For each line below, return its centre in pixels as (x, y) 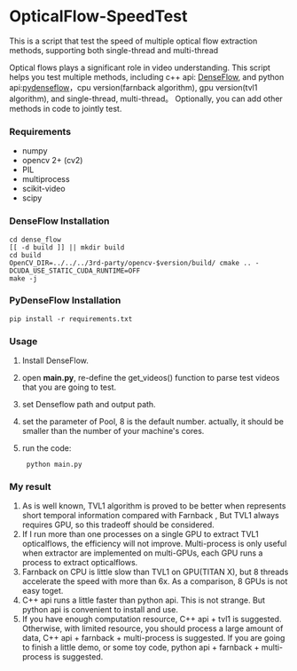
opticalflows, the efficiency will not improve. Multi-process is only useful (154, 544)
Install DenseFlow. (55, 360)
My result (30, 487)
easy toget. (43, 591)
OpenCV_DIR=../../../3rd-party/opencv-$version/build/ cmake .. (130, 263)
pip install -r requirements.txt (71, 319)
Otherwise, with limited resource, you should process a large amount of (152, 628)
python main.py (54, 465)
